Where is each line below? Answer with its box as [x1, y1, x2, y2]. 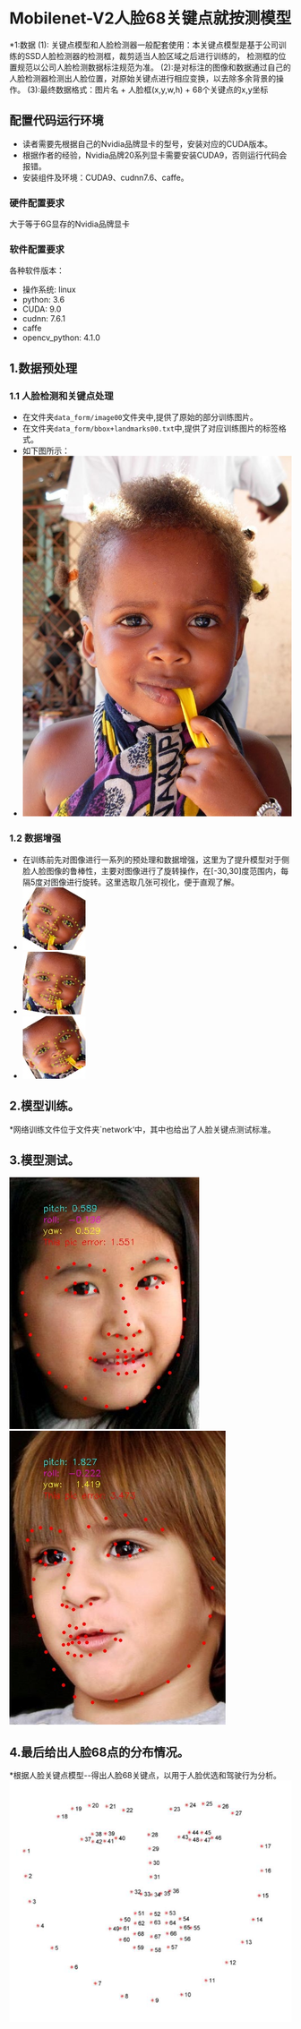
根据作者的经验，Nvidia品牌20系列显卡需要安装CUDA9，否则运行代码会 [21, 150, 288, 160]
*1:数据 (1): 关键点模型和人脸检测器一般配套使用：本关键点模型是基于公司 [9, 39, 279, 50]
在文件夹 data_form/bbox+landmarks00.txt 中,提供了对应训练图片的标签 [21, 423, 279, 434]
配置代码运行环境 [9, 113, 104, 128]
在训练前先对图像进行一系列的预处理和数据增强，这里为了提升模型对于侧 [21, 854, 289, 865]
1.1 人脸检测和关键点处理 [9, 390, 114, 402]
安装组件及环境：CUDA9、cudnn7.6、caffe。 [21, 172, 189, 183]
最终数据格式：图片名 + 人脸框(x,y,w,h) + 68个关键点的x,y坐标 [39, 84, 269, 95]
